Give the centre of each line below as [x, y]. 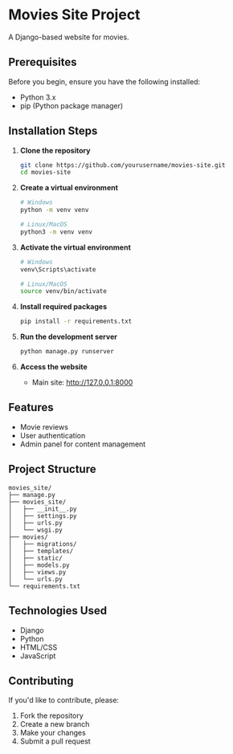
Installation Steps [53, 131]
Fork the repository [52, 715]
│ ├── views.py [37, 572]
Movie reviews [44, 426]
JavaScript [38, 655]
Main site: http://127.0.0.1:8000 [82, 382]
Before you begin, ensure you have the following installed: [104, 81]
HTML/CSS [39, 647]
